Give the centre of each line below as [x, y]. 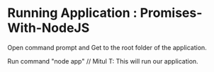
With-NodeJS [49, 28]
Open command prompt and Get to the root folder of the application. [107, 47]
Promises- [171, 13]
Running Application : [72, 13]
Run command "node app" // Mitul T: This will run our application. [103, 61]
